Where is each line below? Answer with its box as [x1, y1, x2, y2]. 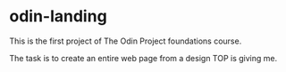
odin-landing [9, 6, 107, 27]
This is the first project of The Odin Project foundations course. [9, 36, 242, 46]
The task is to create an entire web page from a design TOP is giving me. [9, 52, 278, 63]
